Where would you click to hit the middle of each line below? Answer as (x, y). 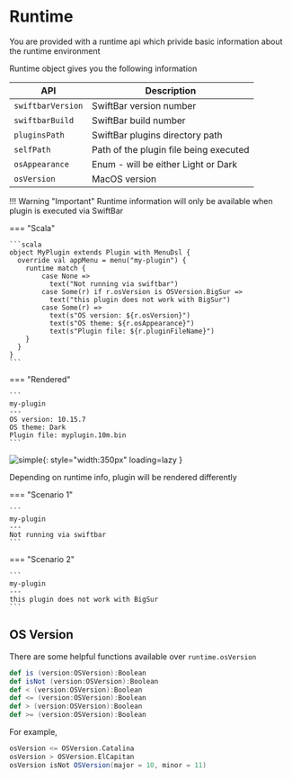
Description (171, 90)
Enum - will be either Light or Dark (164, 164)
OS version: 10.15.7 (48, 419)
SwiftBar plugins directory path (157, 135)
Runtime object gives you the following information (103, 68)
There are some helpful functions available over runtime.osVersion (133, 656)
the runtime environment (55, 50)
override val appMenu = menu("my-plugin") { (102, 260)
